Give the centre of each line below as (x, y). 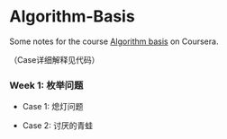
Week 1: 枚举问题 (46, 85)
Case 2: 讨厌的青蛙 (57, 126)
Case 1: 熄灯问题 (53, 107)
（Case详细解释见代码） (54, 59)
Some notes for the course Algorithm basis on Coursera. (114, 41)
